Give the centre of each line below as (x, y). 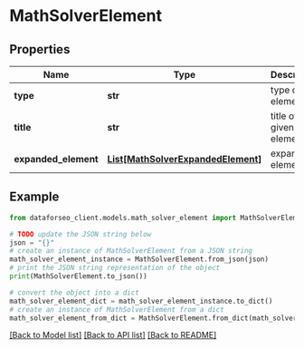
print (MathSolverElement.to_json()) (78, 276)
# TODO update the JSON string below (81, 234)
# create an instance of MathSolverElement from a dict (117, 309)
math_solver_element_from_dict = (72, 318)
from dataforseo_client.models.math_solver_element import (123, 218)
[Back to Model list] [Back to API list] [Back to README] (113, 335)
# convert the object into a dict (75, 292)
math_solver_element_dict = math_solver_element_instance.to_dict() (141, 301)
